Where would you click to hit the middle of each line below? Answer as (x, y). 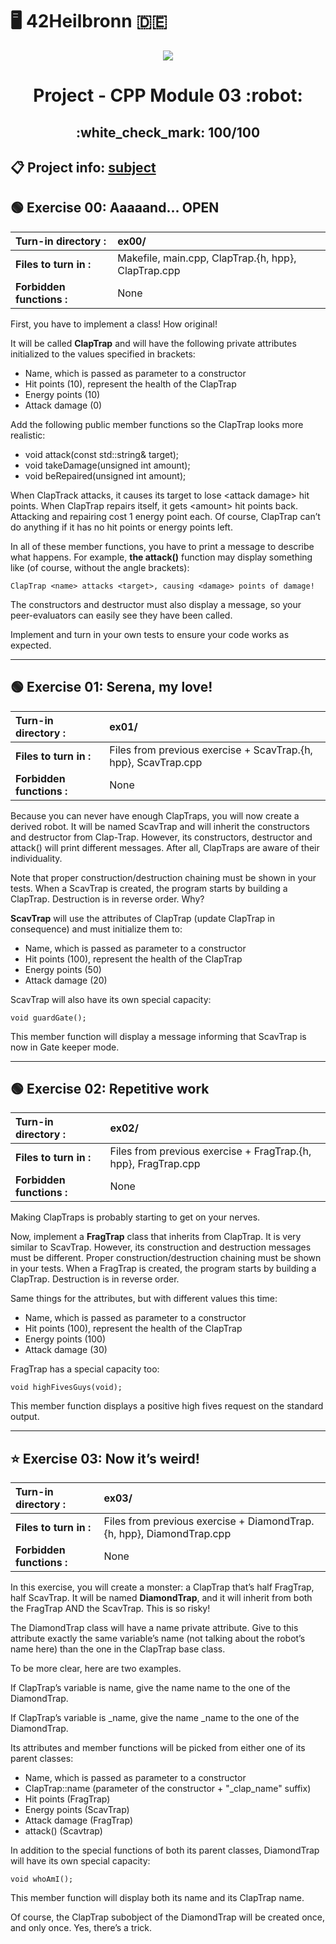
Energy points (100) (65, 1339)
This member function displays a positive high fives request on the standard (167, 1406)
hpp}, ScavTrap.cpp (156, 762)
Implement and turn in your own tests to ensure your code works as (150, 634)
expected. (31, 645)
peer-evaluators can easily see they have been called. (121, 615)
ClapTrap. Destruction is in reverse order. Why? (107, 899)
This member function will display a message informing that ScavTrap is (158, 1036)
